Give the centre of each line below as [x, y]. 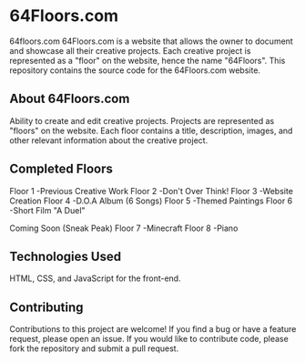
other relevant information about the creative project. [109, 140]
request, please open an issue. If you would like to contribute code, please [149, 339]
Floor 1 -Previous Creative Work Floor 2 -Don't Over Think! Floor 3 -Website [152, 191]
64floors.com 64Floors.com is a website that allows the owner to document [151, 41]
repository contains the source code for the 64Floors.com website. [135, 70]
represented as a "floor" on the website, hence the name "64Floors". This [147, 60]
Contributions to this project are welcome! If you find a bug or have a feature [153, 329]
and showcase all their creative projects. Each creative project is [130, 50]
